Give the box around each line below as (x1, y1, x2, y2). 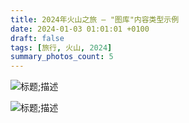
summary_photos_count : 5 (10, 52, 114, 62)
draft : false (10, 33, 65, 43)
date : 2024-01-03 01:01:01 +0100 (10, 24, 150, 34)
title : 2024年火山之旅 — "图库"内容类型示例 (10, 14, 180, 25)
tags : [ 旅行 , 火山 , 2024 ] (10, 42, 113, 53)
